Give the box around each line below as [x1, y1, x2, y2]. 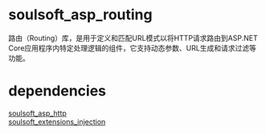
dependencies [8, 82, 107, 100]
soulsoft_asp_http [8, 108, 67, 118]
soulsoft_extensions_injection [8, 116, 106, 126]
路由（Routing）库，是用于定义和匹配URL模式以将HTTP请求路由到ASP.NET [8, 33, 259, 43]
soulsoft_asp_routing [8, 6, 153, 24]
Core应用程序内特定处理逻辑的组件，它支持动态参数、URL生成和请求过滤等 [8, 43, 257, 53]
